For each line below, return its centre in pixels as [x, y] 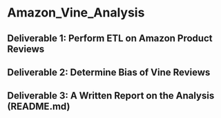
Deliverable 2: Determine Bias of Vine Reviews [109, 72]
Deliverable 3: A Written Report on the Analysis [111, 96]
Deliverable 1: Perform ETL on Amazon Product [110, 38]
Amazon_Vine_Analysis [76, 13]
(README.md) [39, 107]
